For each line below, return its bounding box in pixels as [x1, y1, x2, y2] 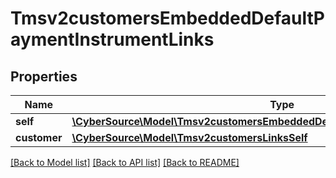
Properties [10, 68, 78, 85]
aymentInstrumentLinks [10, 28, 215, 51]
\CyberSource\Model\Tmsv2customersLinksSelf [71, 131, 308, 144]
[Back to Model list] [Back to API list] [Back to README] [10, 157, 240, 168]
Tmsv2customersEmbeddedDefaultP [10, 7, 325, 30]
